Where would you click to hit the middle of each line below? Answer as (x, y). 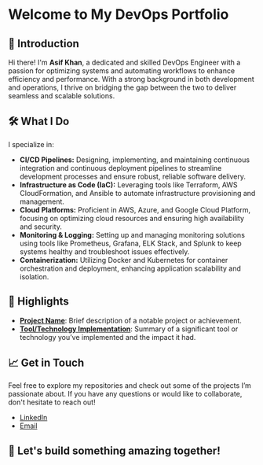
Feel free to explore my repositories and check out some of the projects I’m (130, 386)
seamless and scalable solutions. (62, 96)
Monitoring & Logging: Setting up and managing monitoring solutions (132, 234)
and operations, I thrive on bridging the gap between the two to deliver (122, 87)
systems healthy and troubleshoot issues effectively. (104, 251)
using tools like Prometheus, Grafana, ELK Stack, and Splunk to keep (130, 243)
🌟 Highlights (38, 302)
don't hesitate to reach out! (52, 402)
